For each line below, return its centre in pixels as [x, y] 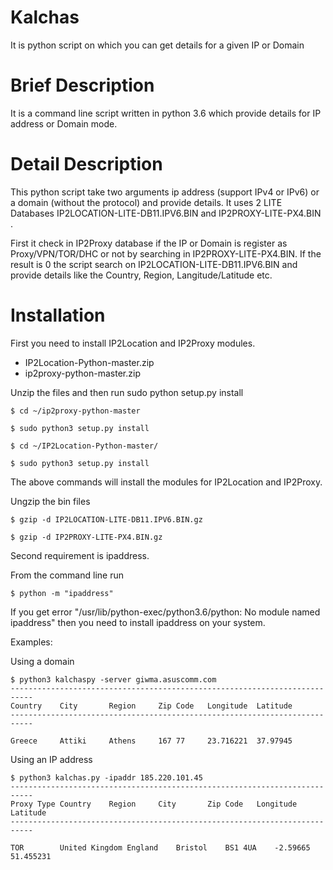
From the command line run [67, 575]
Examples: [31, 642]
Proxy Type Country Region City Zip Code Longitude [154, 804]
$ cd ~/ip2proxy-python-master [75, 411]
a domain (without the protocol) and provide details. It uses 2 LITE [146, 202]
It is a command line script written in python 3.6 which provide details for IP [166, 113]
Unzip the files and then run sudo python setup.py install [127, 392]
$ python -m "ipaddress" [62, 593]
